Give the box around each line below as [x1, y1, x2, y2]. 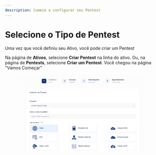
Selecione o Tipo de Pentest [5, 29, 120, 40]
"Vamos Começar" [5, 65, 43, 70]
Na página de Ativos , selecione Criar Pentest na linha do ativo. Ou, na [5, 55, 145, 60]
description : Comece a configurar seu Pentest [5, 8, 101, 13]
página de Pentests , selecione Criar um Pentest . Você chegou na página [5, 59, 152, 65]
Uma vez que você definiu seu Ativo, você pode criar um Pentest [5, 45, 135, 51]
